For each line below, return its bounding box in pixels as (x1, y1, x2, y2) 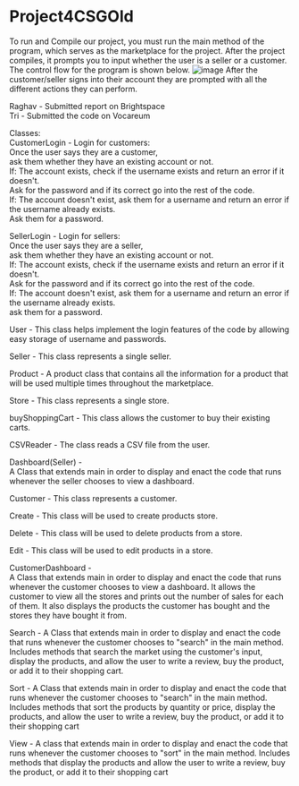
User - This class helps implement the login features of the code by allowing (9, 324, 290, 335)
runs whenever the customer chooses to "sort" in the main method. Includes (9, 748, 291, 758)
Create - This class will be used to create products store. (9, 510, 219, 521)
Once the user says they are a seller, (9, 240, 144, 251)
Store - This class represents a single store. (9, 395, 170, 406)
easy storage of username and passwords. (9, 333, 167, 344)
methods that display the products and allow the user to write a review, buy (9, 756, 286, 767)
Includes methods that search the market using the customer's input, (9, 646, 263, 657)
